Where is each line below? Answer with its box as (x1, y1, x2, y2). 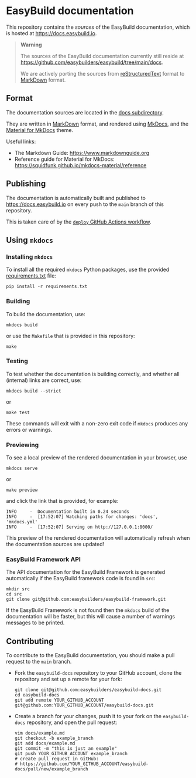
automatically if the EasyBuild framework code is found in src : (6, 575, 156, 582)
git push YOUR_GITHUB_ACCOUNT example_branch (14, 751, 128, 757)
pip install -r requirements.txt (6, 283, 88, 290)
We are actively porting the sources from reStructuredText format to (20, 70, 185, 77)
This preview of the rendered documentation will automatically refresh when (6, 535, 190, 542)
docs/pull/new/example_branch (14, 766, 89, 772)
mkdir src (6, 586, 30, 592)
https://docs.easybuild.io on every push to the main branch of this (6, 201, 164, 208)
